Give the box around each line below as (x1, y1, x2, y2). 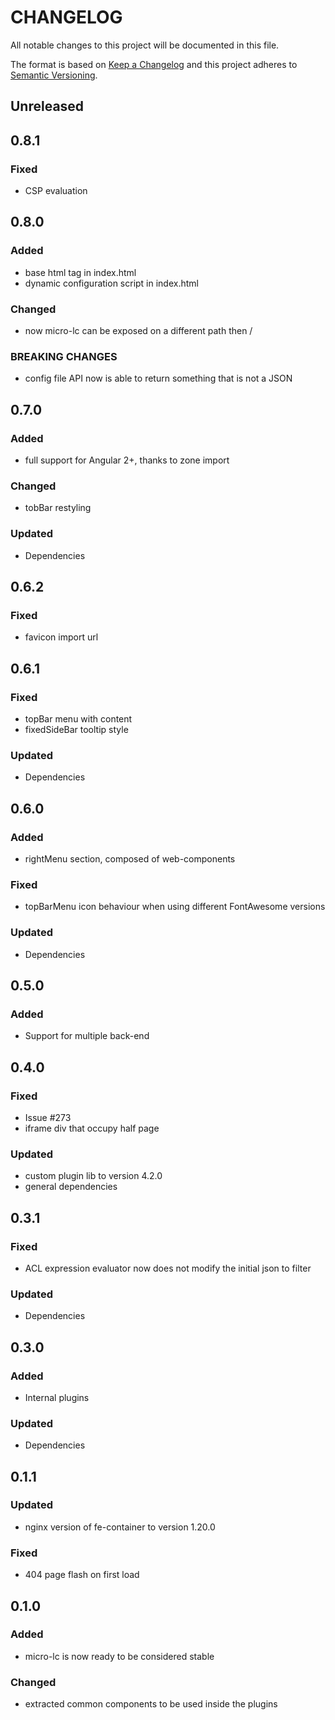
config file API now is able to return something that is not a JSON (24, 372, 293, 385)
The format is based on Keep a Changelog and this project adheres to (10, 58, 298, 70)
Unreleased (10, 98, 85, 115)
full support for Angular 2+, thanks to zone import (24, 454, 230, 466)
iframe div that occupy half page (24, 1122, 160, 1134)
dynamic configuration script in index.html (24, 277, 199, 289)
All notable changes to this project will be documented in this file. (10, 39, 280, 51)
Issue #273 (24, 1111, 72, 1123)
